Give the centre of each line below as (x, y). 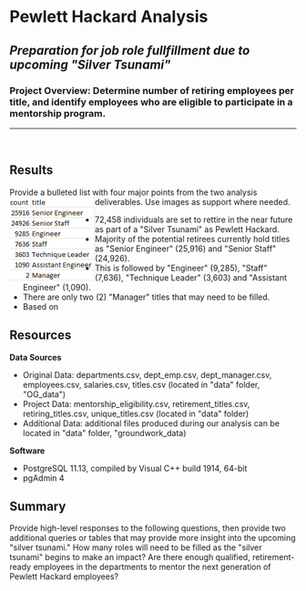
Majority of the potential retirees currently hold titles (193, 239)
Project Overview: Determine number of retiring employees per (152, 90)
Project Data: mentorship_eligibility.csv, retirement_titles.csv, (136, 403)
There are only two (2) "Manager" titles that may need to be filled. (146, 297)
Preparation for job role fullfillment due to (130, 51)
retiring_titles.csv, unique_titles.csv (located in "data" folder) (136, 413)
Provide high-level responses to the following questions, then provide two (148, 528)
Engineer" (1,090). (56, 287)
